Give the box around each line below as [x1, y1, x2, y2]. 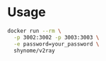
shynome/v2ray [13, 47, 55, 54]
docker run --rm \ [7, 27, 61, 34]
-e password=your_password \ [13, 40, 100, 48]
